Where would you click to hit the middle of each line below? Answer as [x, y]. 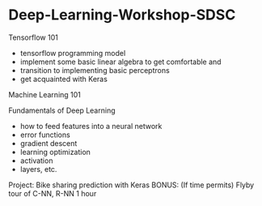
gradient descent [49, 143]
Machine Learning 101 [44, 94]
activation [36, 161]
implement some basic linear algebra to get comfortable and [120, 62]
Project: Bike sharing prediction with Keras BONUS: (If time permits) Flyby [131, 185]
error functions [45, 135]
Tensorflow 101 [33, 37]
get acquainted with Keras [63, 79]
